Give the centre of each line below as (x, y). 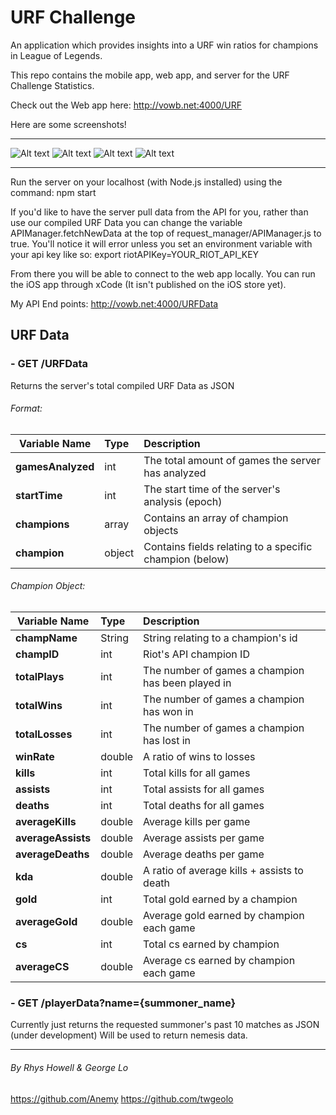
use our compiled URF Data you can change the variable (126, 222)
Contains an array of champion (216, 518)
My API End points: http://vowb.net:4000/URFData (114, 303)
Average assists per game (204, 838)
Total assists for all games (204, 789)
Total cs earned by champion (211, 944)
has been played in (187, 683)
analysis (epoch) (183, 501)
